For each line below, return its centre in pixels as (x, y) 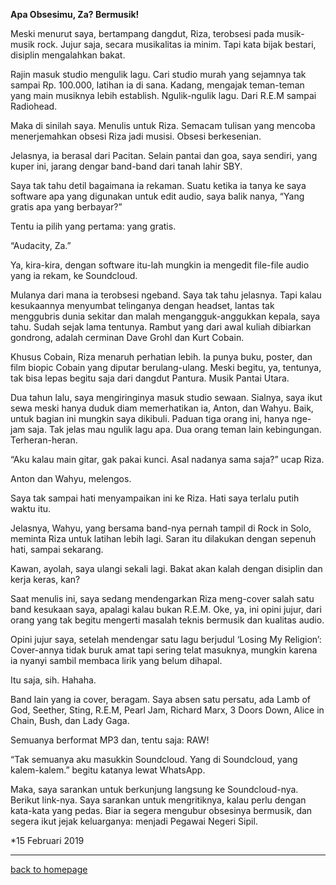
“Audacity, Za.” (41, 245)
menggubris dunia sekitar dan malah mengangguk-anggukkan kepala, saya (165, 316)
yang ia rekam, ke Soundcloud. (74, 275)
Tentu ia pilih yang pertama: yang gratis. (93, 226)
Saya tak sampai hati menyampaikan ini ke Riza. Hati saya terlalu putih (155, 498)
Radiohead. (34, 106)
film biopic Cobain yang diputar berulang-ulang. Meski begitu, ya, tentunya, (166, 367)
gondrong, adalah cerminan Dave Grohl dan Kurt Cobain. (127, 337)
